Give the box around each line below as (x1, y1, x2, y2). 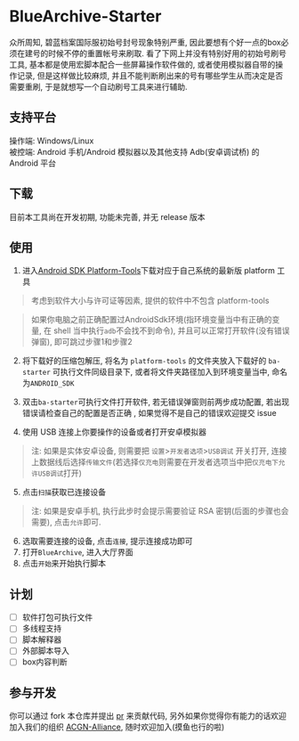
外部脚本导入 (21, 646, 69, 656)
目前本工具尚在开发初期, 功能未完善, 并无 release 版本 (9, 211, 206, 222)
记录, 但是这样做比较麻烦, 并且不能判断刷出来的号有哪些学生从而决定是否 (16, 69, 283, 81)
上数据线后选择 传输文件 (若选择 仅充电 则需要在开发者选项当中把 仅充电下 (30, 457, 279, 468)
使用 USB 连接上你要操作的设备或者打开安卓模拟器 (21, 427, 207, 437)
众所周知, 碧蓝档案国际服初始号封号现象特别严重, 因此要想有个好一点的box (9, 37, 282, 47)
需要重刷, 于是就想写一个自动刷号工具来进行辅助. (9, 81, 189, 92)
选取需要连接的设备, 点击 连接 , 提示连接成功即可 (21, 536, 193, 547)
